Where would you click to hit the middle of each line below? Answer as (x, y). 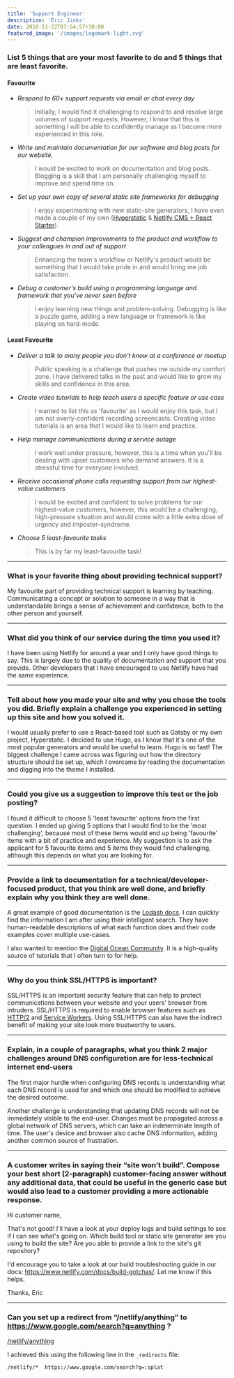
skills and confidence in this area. (83, 384)
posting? (23, 803)
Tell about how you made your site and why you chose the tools (117, 700)
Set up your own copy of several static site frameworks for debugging (118, 197)
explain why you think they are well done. (79, 897)
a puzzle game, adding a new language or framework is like (120, 316)
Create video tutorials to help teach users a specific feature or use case (121, 397)
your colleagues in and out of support (72, 246)
